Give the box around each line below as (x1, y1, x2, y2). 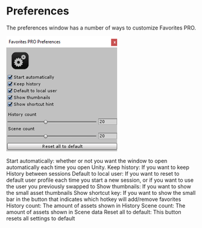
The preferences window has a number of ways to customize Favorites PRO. (6, 24, 197, 31)
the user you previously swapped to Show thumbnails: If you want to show (6, 182, 191, 190)
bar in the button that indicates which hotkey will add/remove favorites (6, 196, 181, 203)
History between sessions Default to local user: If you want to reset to (6, 170, 180, 177)
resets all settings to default (6, 215, 75, 222)
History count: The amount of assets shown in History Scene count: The (6, 202, 186, 209)
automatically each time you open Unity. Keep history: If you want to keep (6, 164, 190, 171)
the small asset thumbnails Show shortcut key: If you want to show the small (6, 189, 196, 196)
